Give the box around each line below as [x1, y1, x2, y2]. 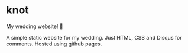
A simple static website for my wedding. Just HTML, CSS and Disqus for [6, 34, 182, 41]
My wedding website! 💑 [6, 23, 63, 30]
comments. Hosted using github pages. [6, 40, 102, 47]
